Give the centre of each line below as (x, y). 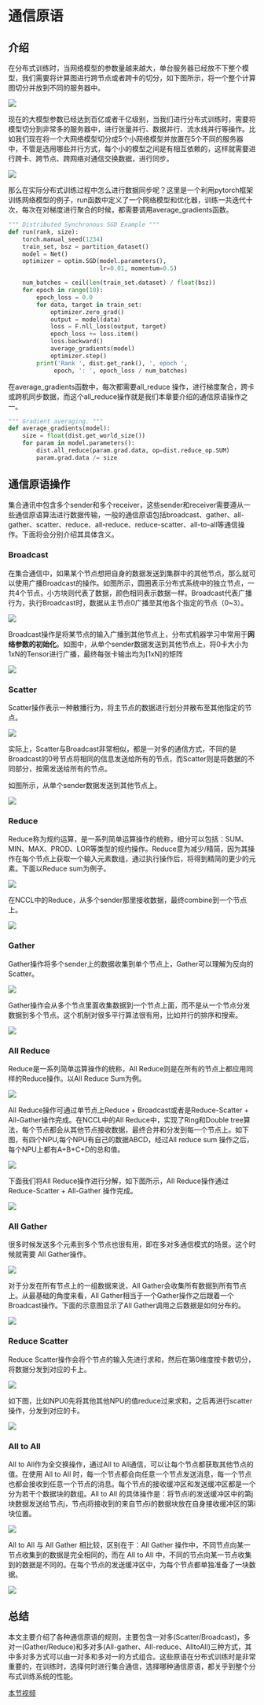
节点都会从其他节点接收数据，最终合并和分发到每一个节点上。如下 (142, 1130)
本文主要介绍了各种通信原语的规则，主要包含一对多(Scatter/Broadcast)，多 (130, 1637)
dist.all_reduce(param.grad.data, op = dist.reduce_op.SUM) (133, 450)
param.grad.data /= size (77, 457)
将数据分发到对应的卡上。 (49, 1369)
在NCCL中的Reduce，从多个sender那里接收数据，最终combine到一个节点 (128, 900)
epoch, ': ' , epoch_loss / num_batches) (121, 371)
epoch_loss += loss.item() (94, 334)
